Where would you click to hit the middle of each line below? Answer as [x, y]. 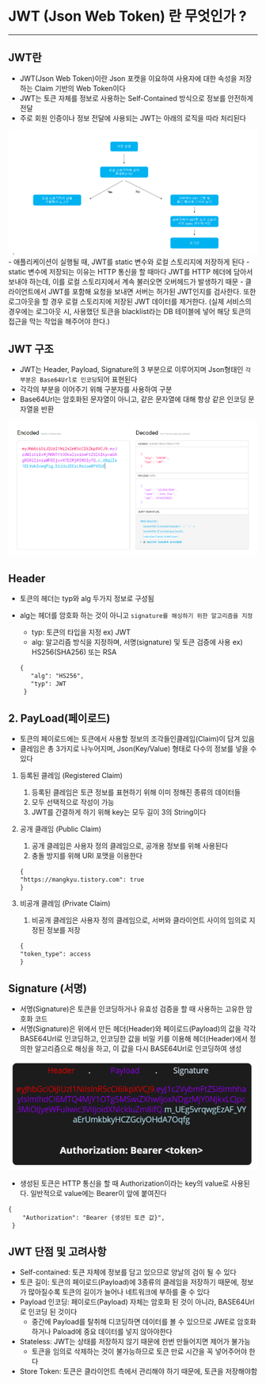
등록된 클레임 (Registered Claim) [71, 776]
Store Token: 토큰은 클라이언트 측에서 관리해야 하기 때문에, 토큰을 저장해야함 [139, 1371]
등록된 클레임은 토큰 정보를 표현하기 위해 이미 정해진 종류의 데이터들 [136, 792]
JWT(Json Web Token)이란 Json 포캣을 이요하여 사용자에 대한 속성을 [128, 78]
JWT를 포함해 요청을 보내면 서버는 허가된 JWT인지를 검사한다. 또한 [152, 292]
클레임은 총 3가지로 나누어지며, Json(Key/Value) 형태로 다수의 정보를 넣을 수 [138, 749]
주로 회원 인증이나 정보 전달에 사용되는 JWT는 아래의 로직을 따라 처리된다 [133, 118]
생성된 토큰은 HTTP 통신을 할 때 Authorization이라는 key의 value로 [124, 1183]
